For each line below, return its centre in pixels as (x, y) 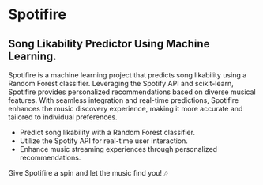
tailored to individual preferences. (63, 117)
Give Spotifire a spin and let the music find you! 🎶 (88, 173)
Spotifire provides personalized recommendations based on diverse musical (132, 92)
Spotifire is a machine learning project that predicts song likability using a (128, 75)
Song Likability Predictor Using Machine (109, 44)
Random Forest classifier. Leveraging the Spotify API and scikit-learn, (121, 83)
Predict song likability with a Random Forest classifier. (107, 132)
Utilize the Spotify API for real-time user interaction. (103, 141)
